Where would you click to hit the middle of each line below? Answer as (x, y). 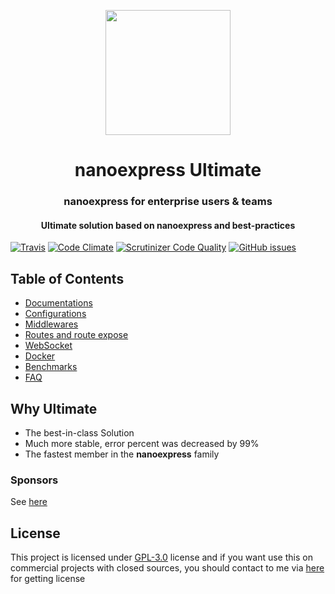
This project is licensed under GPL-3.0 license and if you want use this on (161, 557)
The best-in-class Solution (79, 432)
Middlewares (51, 324)
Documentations (58, 303)
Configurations (55, 314)
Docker (40, 356)
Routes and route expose (76, 335)
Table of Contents (67, 278)
